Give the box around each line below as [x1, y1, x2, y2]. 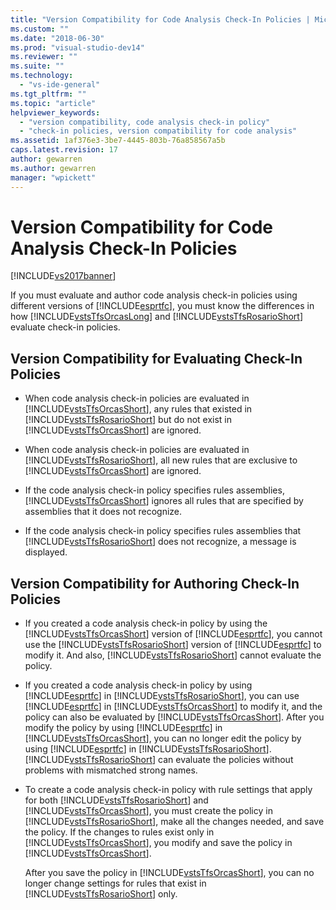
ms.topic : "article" [10, 98, 97, 108]
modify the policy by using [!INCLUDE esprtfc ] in [24, 722, 223, 734]
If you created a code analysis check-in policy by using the [24, 617, 268, 630]
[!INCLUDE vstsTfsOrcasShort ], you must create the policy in [24, 805, 273, 817]
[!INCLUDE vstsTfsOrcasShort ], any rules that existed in [24, 403, 253, 415]
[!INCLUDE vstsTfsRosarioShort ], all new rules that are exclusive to [24, 454, 298, 466]
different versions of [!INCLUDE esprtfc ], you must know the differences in [10, 300, 315, 312]
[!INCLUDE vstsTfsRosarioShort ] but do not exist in [24, 414, 233, 426]
